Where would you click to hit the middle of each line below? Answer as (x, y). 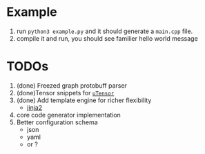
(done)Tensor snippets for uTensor (65, 93)
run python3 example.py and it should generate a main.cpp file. (105, 31)
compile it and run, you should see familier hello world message (107, 38)
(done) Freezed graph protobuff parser (71, 85)
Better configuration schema (57, 122)
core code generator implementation (69, 115)
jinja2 (35, 107)
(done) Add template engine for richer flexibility (84, 100)
